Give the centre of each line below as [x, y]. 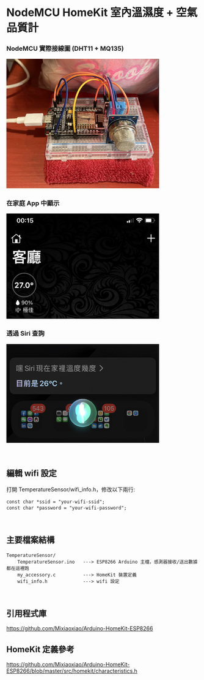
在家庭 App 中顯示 [33, 203]
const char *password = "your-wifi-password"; [67, 508]
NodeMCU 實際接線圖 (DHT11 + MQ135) [65, 48]
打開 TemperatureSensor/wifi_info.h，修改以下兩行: [71, 489]
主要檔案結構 [31, 540]
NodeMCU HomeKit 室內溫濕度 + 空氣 [102, 13]
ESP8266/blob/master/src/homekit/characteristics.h [72, 671]
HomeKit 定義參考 [40, 649]
